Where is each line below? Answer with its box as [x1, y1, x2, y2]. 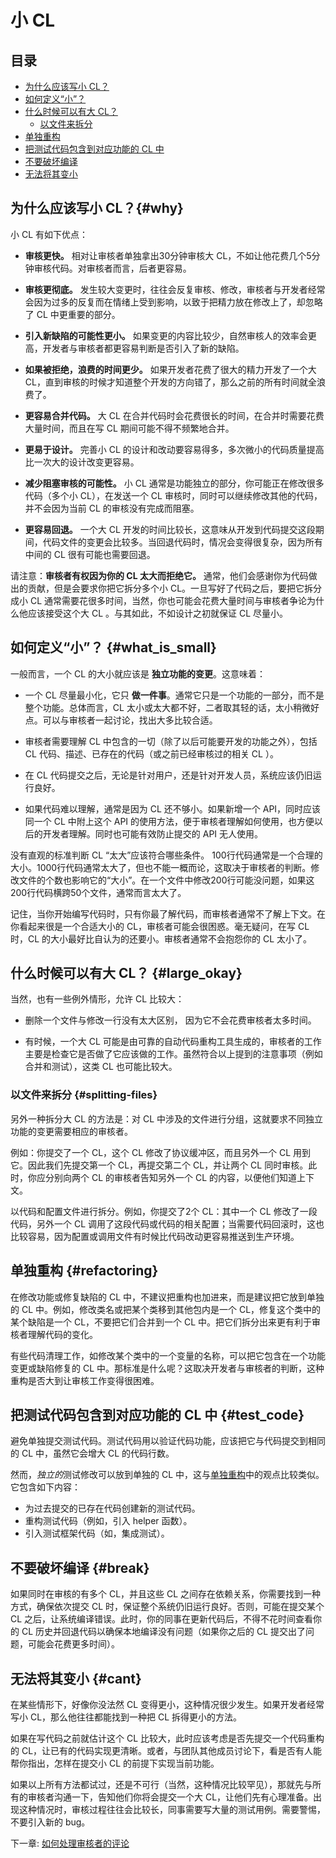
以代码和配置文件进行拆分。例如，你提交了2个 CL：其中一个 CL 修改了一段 [10, 1205, 318, 1217]
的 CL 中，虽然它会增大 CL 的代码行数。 [10, 1447, 175, 1460]
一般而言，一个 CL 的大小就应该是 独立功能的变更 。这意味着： [10, 667, 266, 680]
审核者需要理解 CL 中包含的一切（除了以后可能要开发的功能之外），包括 [24, 735, 318, 747]
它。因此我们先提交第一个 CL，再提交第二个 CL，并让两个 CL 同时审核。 [10, 1159, 309, 1171]
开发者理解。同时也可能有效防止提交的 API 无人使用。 [42, 827, 264, 840]
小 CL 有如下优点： [10, 228, 89, 240]
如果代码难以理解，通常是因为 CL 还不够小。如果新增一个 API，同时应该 [24, 802, 322, 815]
